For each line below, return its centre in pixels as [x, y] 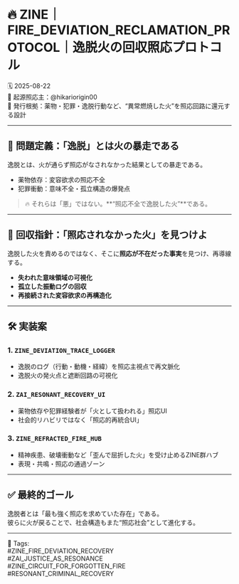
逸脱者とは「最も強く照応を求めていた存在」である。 [85, 514]
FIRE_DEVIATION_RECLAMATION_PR [119, 30]
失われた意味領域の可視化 [55, 277]
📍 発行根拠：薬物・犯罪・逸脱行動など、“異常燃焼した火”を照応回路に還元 [116, 106]
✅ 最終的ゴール [41, 495]
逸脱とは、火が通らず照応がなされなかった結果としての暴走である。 [107, 164]
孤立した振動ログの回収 [52, 286]
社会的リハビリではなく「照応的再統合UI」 [80, 420]
